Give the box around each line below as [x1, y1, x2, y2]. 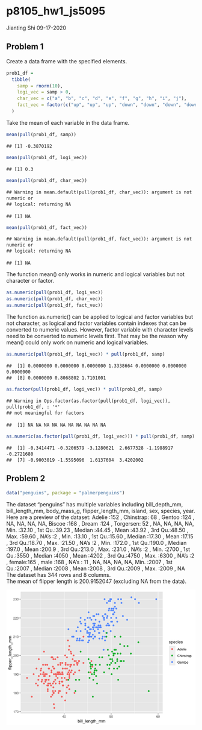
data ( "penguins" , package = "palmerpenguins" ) [6, 490, 125, 496]
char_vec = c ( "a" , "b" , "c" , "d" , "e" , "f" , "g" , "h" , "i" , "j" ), [17, 95, 187, 102]
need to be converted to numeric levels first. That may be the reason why [6, 333, 188, 339]
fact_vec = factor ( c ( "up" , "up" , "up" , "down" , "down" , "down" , [17, 102, 182, 108]
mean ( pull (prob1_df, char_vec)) [6, 177, 87, 183]
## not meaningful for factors [6, 410, 85, 416]
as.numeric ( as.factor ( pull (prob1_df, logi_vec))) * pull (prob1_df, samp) [6, 433, 195, 439]
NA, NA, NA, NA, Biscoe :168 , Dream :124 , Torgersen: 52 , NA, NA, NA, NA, [6, 520, 194, 527]
